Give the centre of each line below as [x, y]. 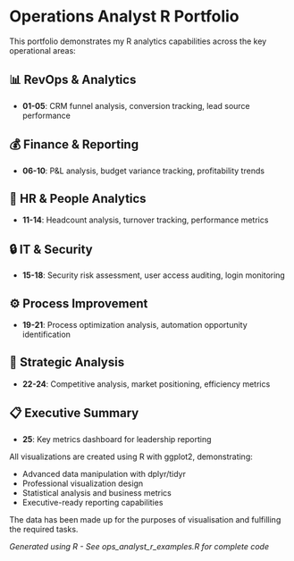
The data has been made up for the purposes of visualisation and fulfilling [145, 519]
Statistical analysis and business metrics [97, 492]
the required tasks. [44, 529]
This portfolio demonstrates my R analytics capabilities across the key [138, 41]
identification [46, 334]
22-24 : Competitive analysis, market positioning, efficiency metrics [146, 384]
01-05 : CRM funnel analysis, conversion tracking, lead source [136, 105]
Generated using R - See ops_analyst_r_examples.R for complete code [139, 546]
